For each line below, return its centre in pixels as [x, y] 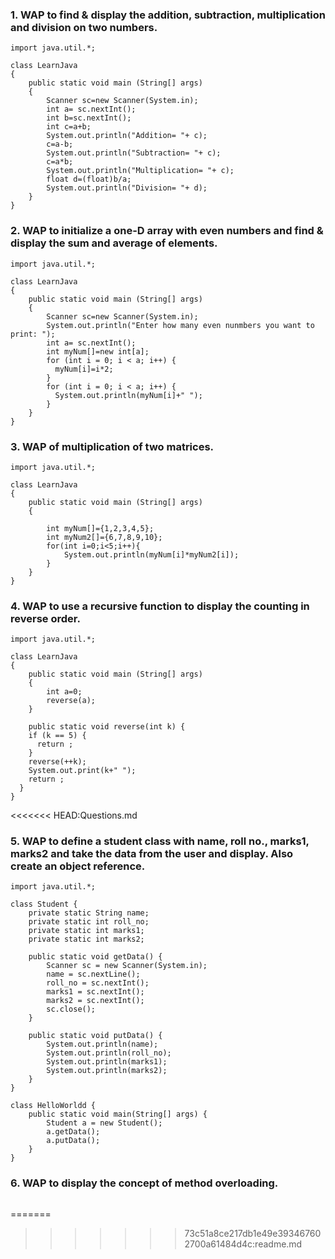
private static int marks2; [86, 939]
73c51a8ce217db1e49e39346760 [253, 1233]
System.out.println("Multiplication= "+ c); [140, 171]
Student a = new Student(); [104, 1123]
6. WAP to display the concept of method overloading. [144, 1183]
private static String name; [89, 913]
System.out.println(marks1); [107, 1062]
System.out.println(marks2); [107, 1071]
